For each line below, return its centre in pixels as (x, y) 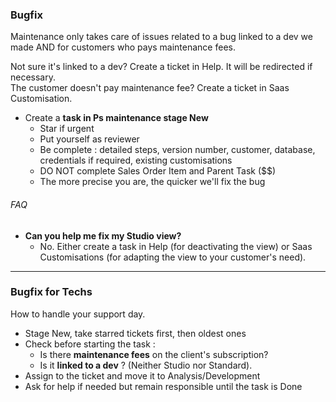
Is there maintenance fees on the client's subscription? (154, 354)
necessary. (33, 77)
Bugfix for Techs (51, 292)
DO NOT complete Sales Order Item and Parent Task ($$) (158, 171)
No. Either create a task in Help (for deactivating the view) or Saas (176, 246)
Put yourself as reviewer (89, 139)
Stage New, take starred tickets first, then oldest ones (135, 333)
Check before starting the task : (90, 344)
